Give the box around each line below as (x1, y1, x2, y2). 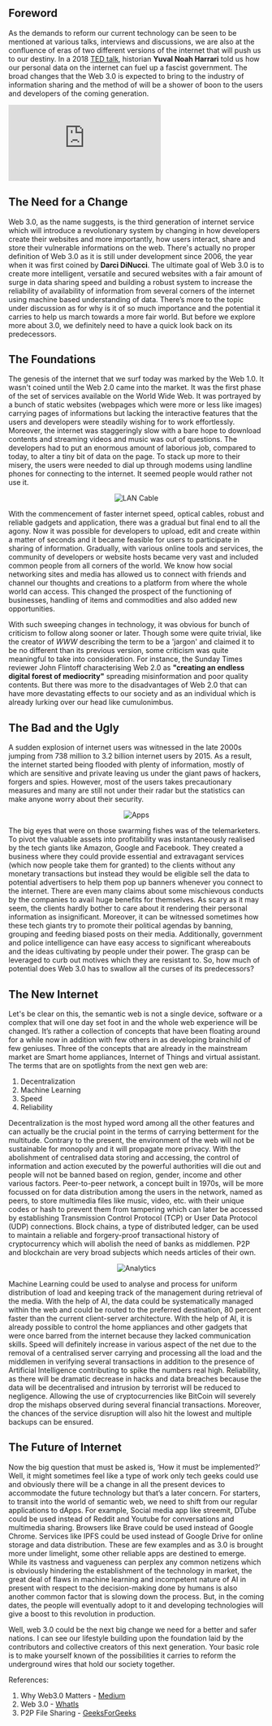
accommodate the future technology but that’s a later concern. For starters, (8, 1488, 261, 1498)
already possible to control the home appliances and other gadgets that (8, 1322, 248, 1332)
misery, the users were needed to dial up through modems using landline (8, 461, 253, 470)
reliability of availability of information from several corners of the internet (8, 286, 256, 296)
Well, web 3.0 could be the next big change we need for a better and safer (8, 1624, 257, 1634)
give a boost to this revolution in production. (8, 1608, 156, 1619)
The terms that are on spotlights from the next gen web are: (8, 1061, 209, 1071)
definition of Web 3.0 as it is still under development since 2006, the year (8, 251, 253, 261)
